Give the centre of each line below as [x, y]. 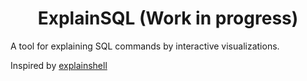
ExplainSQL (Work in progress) [168, 18]
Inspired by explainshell [59, 65]
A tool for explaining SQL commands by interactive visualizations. [145, 46]
